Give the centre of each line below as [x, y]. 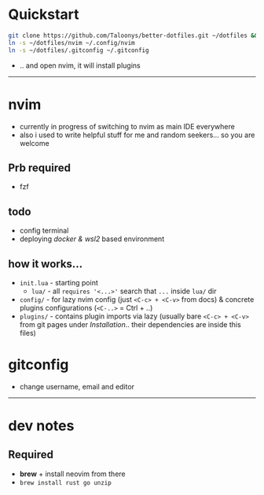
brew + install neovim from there [72, 474]
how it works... [46, 264]
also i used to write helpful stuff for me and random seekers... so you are [137, 135]
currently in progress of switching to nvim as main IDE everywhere [127, 126]
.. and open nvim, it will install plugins [80, 65]
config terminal [44, 231]
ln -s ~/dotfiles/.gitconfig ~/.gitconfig [79, 50]
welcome [34, 143]
